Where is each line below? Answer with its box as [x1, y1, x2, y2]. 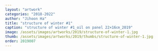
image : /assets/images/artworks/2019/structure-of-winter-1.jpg [5, 30, 138, 34]
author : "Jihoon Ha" [5, 16, 47, 21]
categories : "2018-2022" [5, 12, 55, 17]
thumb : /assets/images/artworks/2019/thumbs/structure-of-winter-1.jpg [5, 34, 153, 39]
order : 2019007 [5, 39, 36, 44]
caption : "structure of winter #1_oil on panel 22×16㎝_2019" [5, 25, 133, 30]
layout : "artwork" [5, 7, 42, 12]
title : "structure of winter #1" [5, 20, 73, 26]
